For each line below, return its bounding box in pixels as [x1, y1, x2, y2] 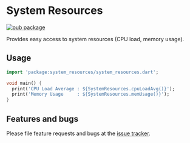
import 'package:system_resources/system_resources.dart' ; [6, 69, 159, 75]
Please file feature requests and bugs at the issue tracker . [6, 130, 151, 137]
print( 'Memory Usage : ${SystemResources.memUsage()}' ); [12, 91, 170, 98]
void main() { [6, 80, 42, 86]
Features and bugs [6, 113, 79, 124]
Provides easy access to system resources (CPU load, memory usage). [6, 35, 185, 42]
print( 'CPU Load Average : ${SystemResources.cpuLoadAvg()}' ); [12, 85, 175, 91]
